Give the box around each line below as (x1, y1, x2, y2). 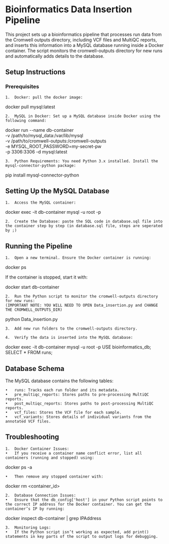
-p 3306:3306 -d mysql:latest (5, 149, 68, 155)
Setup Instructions (5, 68, 66, 77)
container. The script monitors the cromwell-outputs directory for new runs (5, 47, 163, 54)
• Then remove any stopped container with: (5, 474, 103, 479)
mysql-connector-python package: (5, 163, 76, 168)
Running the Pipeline (5, 241, 73, 251)
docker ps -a (5, 464, 32, 470)
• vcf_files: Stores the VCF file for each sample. (5, 410, 122, 415)
